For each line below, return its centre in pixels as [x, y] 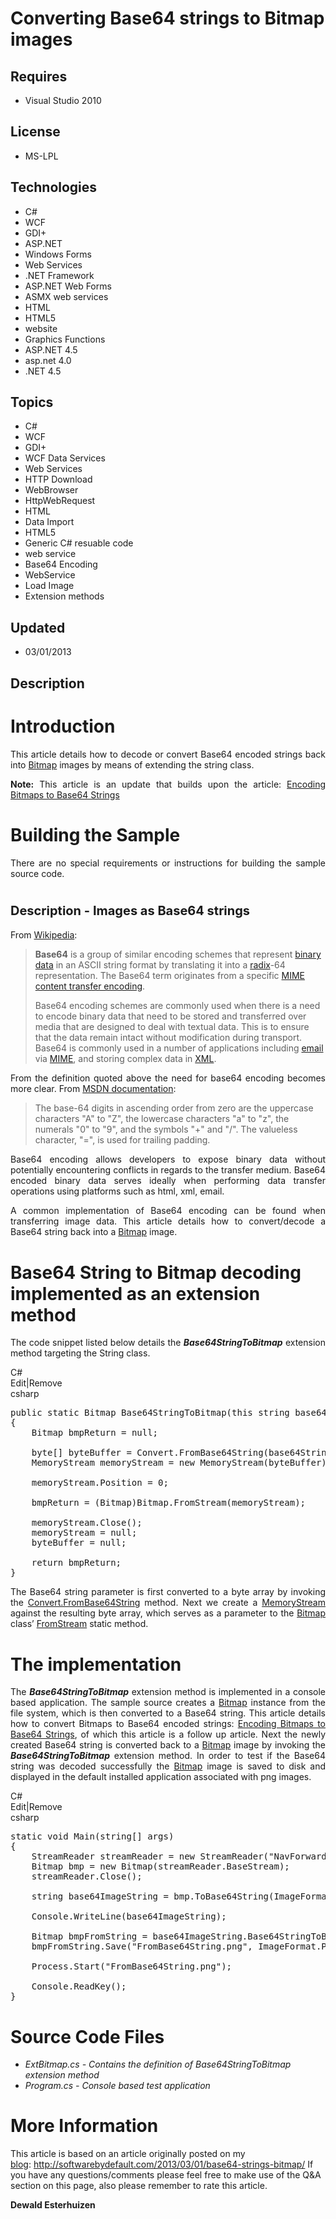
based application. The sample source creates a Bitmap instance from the [168, 1703]
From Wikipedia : [44, 935]
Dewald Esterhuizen [53, 2205]
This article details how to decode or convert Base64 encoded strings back [168, 754]
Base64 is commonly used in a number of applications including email [179, 1048]
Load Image [49, 586]
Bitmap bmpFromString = [89, 1936]
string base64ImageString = [100, 1896]
